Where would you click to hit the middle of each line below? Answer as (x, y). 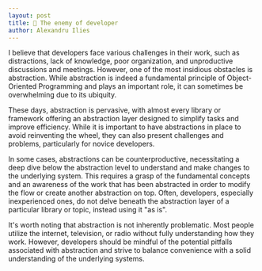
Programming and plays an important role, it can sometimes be (141, 86)
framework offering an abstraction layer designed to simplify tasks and (123, 119)
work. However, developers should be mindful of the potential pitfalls (120, 242)
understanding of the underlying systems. (76, 259)
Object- (239, 78)
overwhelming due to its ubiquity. (63, 95)
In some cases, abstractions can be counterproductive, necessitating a (124, 159)
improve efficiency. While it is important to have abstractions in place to (125, 127)
